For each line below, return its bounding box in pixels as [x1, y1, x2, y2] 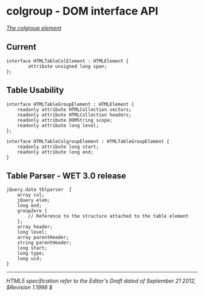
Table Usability [6, 85, 64, 95]
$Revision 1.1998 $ [6, 284, 53, 291]
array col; [17, 192, 45, 198]
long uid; [17, 256, 42, 262]
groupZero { [17, 208, 47, 214]
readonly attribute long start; [17, 144, 99, 150]
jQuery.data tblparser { [6, 187, 72, 193]
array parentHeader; [17, 235, 69, 241]
